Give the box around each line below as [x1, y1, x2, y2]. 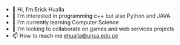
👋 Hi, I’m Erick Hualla [12, 6, 65, 13]
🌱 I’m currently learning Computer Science [12, 19, 119, 26]
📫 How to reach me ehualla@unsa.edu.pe [12, 32, 119, 39]
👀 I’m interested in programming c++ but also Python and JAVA [12, 12, 170, 19]
